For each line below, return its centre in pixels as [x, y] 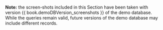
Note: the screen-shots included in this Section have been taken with [77, 7]
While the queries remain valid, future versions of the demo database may [81, 18]
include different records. [31, 23]
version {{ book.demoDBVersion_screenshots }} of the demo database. [78, 12]
